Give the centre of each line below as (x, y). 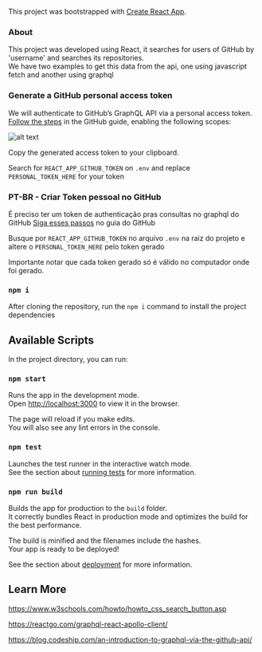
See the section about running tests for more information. (102, 472)
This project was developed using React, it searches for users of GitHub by (131, 49)
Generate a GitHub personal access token (90, 96)
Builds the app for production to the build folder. (88, 508)
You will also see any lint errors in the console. (84, 428)
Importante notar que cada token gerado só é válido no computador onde (129, 261)
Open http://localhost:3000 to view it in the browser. (94, 404)
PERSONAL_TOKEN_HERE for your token (66, 176)
